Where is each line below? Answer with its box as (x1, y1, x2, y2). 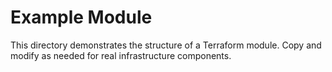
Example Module (10, 6, 153, 29)
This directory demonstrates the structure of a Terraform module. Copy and (10, 39, 322, 51)
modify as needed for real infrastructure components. (10, 49, 232, 61)
